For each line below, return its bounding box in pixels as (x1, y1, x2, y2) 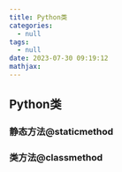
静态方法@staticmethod (9, 125, 114, 138)
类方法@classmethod (9, 152, 103, 164)
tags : (9, 37, 29, 47)
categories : (9, 21, 53, 30)
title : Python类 (9, 12, 68, 22)
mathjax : (9, 63, 42, 71)
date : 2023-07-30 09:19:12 (9, 54, 109, 63)
